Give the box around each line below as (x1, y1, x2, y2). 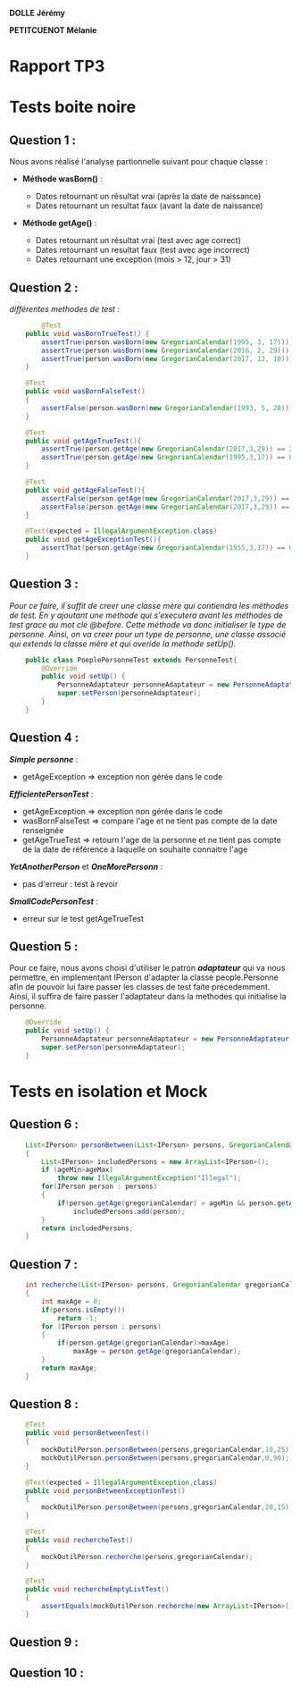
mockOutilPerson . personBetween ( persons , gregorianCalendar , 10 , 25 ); (41, 1446, 294, 1455)
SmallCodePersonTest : (9, 896, 98, 907)
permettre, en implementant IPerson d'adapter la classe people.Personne (9, 972, 279, 983)
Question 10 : (9, 1665, 85, 1680)
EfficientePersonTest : (9, 789, 94, 799)
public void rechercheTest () (25, 1535, 134, 1545)
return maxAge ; (41, 1363, 98, 1372)
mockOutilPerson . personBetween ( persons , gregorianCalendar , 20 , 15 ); (41, 1503, 294, 1512)
